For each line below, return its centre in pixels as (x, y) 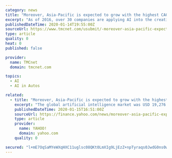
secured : (15, 147)
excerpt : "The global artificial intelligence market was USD (82, 105)
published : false (24, 48)
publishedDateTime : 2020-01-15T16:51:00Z (59, 109)
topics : (14, 76)
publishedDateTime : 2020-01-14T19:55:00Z (50, 24)
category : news (21, 10)
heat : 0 (14, 44)
